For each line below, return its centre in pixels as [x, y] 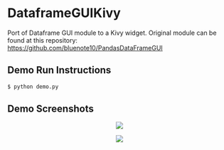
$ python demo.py [33, 87]
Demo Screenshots [50, 109]
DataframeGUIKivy [64, 13]
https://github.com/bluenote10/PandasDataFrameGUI [85, 48]
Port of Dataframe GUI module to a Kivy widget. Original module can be [112, 33]
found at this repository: [43, 40]
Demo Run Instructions [59, 70]
